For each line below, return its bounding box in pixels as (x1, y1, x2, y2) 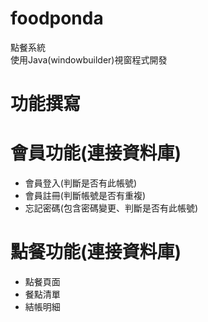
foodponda (10, 7, 104, 30)
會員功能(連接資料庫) (10, 142, 182, 165)
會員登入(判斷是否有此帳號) (24, 177, 138, 189)
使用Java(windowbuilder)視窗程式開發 (10, 53, 168, 66)
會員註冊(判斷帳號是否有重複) (24, 190, 147, 202)
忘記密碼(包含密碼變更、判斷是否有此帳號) (24, 202, 199, 214)
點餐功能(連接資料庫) (10, 241, 182, 264)
